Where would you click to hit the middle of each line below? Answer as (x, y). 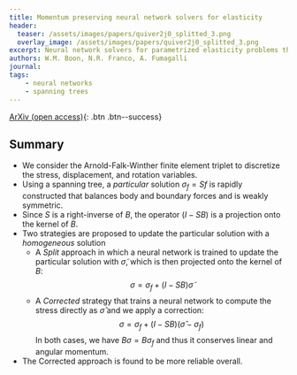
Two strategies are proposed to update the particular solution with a (145, 233)
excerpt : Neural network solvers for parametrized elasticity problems (144, 50)
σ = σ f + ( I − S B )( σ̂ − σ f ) (162, 325)
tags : (19, 75)
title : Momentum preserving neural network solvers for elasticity (136, 17)
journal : (25, 67)
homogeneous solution (64, 243)
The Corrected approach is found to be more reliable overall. (132, 361)
